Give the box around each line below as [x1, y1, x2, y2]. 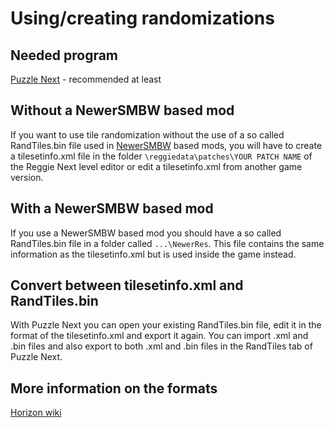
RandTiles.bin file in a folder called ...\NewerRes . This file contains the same [10, 237, 325, 249]
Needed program [10, 47, 119, 64]
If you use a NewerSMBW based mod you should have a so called [10, 227, 282, 239]
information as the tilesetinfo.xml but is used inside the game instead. [10, 248, 297, 260]
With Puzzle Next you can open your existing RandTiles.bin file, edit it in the [10, 319, 322, 331]
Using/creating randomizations [10, 7, 275, 30]
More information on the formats [10, 380, 218, 397]
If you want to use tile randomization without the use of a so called [10, 128, 285, 141]
